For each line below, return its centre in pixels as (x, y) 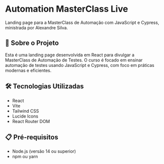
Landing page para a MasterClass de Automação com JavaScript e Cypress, (82, 22)
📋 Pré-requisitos (32, 137)
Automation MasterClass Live (67, 9)
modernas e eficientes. (28, 70)
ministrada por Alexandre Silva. (36, 27)
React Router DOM (31, 121)
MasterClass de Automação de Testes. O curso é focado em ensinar (74, 60)
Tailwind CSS (25, 111)
